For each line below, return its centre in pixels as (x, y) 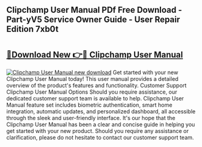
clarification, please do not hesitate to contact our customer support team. (100, 138)
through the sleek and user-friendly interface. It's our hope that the (91, 118)
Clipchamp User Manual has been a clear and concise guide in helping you (101, 124)
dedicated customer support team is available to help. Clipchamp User (95, 98)
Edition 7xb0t (32, 29)
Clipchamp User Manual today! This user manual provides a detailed (92, 79)
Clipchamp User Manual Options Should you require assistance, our (92, 92)
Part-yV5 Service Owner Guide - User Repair (93, 20)
